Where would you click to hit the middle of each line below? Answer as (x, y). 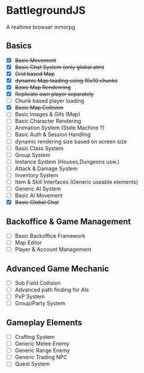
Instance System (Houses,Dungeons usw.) (67, 162)
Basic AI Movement (39, 195)
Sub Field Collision (38, 283)
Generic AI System (38, 189)
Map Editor (28, 242)
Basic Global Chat (37, 202)
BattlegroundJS (46, 10)
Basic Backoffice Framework (50, 236)
